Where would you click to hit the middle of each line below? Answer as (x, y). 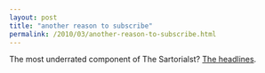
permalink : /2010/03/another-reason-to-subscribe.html (113, 34)
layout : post (33, 17)
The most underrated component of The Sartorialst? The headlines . (133, 60)
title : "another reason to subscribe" (81, 26)
